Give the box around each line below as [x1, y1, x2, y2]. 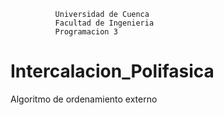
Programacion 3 [54, 27, 118, 37]
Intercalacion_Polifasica [10, 60, 215, 83]
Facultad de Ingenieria [54, 18, 155, 28]
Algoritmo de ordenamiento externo [10, 93, 158, 105]
